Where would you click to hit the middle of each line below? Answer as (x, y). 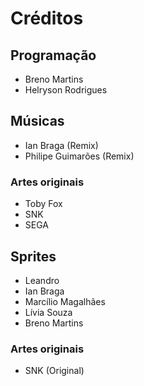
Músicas (37, 121)
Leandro (42, 280)
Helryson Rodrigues (66, 90)
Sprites (33, 256)
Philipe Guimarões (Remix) (79, 156)
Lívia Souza (48, 312)
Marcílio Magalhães (65, 301)
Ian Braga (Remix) (61, 145)
